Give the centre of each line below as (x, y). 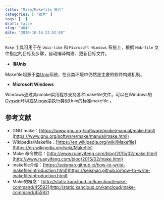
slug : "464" (17, 28)
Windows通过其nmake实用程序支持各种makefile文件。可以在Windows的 (79, 95)
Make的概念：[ (27, 181)
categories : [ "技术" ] (29, 14)
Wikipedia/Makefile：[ (35, 142)
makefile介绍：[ (28, 165)
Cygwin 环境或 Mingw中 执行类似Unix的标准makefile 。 (60, 101)
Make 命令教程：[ (30, 153)
